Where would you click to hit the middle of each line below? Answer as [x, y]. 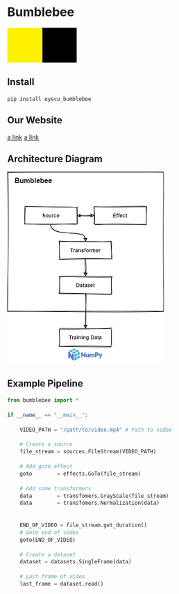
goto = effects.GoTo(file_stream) [80, 474]
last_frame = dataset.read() [62, 584]
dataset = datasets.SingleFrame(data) [76, 562]
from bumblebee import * [43, 400]
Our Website [35, 120]
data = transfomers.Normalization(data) [89, 503]
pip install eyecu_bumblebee [49, 99]
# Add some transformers [56, 488]
